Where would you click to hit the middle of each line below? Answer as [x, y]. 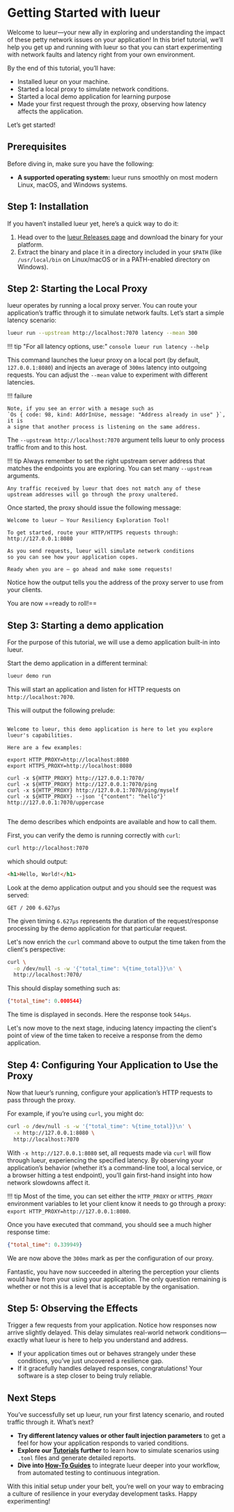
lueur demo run [29, 676]
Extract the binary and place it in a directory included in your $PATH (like [119, 252]
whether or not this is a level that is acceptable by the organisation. [103, 1286]
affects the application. [50, 111]
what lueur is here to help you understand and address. [109, 1340]
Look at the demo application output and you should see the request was [112, 887]
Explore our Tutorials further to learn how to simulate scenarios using [118, 1450]
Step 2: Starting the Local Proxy [77, 288]
